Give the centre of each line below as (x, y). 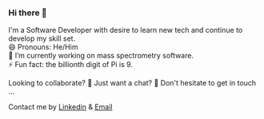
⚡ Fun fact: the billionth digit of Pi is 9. (71, 65)
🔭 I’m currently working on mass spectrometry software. (101, 56)
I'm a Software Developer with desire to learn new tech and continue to (126, 30)
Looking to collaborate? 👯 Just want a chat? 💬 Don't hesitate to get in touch (132, 83)
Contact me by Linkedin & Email (60, 107)
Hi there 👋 (28, 13)
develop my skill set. (42, 38)
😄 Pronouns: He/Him (43, 47)
